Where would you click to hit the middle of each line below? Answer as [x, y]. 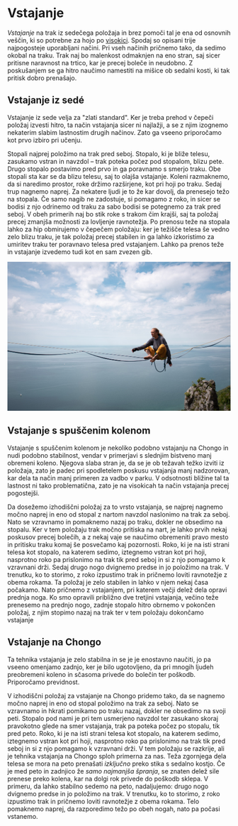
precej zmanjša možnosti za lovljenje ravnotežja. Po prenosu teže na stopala [119, 221]
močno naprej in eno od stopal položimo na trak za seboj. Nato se [103, 703]
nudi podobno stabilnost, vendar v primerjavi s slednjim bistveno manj [109, 455]
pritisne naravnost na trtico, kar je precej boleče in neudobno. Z [100, 62]
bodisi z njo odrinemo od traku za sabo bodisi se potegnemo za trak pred [114, 206]
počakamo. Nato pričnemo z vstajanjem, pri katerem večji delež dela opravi [117, 590]
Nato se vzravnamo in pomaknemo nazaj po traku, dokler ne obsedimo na [115, 522]
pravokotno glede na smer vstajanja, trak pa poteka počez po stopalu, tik [114, 726]
